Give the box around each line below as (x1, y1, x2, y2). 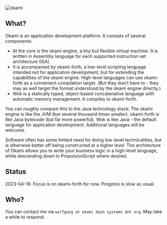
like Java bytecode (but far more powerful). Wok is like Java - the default (5, 116, 156, 122)
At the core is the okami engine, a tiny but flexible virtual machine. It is (12, 48, 158, 54)
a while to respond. (5, 214, 45, 220)
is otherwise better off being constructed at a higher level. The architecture (5, 142, 161, 148)
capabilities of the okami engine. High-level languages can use (12, 74, 143, 81)
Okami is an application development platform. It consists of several (5, 33, 146, 39)
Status (5, 168, 27, 176)
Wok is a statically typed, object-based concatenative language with (12, 91, 154, 97)
